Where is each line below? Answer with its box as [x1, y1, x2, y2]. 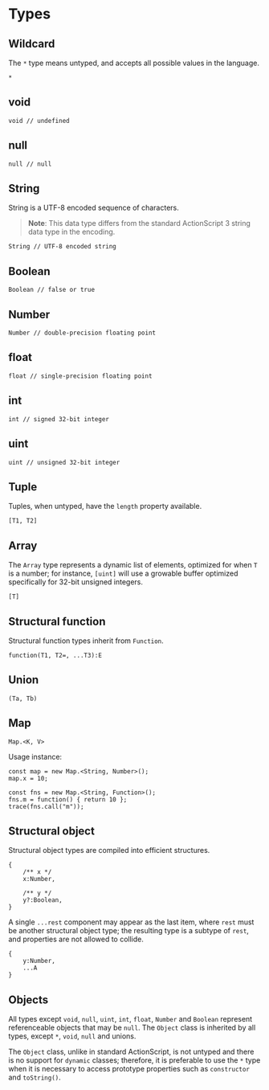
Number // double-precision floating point [8, 329, 157, 338]
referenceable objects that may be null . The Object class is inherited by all [8, 1022, 256, 1033]
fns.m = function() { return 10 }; [8, 795, 128, 804]
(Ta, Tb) [8, 695, 38, 703]
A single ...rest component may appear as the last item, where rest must [8, 917, 255, 927]
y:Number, [22, 957, 56, 965]
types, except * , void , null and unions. [8, 1031, 137, 1041]
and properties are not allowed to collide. [8, 934, 145, 945]
